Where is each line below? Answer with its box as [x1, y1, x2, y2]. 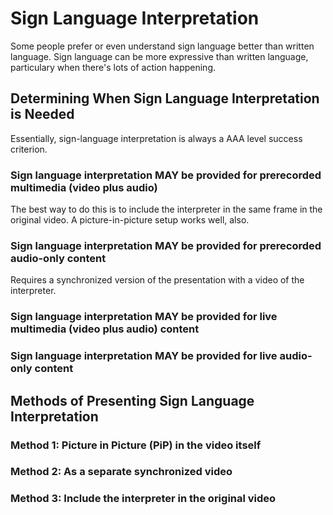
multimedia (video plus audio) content [10, 322, 200, 336]
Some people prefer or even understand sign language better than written [10, 40, 315, 52]
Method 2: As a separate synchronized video [10, 465, 233, 479]
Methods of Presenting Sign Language [10, 392, 255, 409]
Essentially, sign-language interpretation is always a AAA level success [10, 132, 303, 144]
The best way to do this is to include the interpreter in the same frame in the [10, 203, 323, 216]
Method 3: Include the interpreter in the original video [10, 492, 277, 506]
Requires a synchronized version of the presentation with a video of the [10, 274, 305, 286]
